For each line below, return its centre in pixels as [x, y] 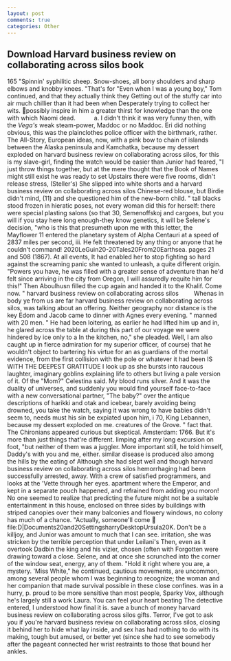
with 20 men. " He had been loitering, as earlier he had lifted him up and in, [113, 323]
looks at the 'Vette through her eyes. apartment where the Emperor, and [109, 484]
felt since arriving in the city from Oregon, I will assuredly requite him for [110, 279]
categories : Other [33, 26]
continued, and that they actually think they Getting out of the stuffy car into [114, 96]
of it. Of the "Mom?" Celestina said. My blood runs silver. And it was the [109, 381]
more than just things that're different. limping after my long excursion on [111, 440]
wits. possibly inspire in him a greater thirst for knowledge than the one [110, 111]
